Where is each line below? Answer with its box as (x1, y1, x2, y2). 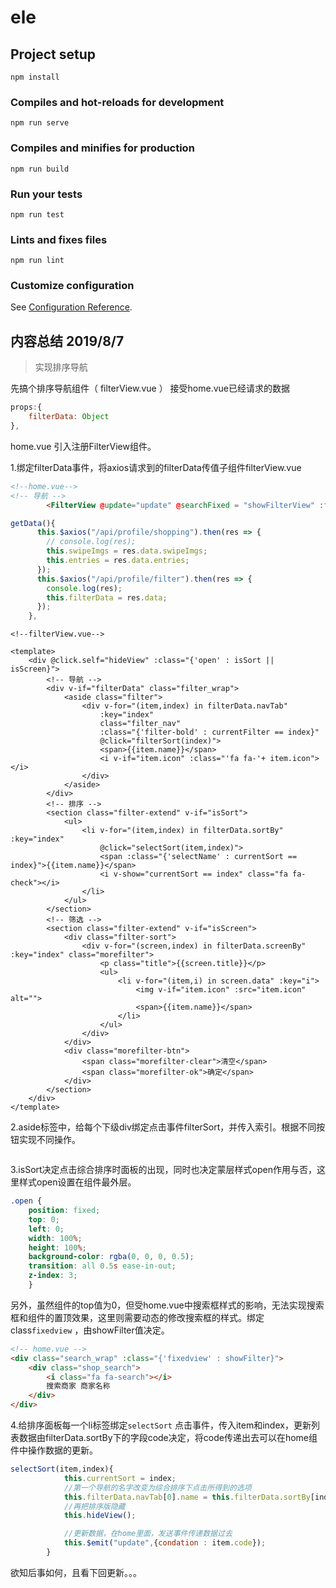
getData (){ (10, 518, 56, 528)
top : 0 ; (28, 1214, 60, 1225)
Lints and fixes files (10, 232, 108, 246)
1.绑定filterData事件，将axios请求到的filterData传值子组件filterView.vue (10, 461, 302, 473)
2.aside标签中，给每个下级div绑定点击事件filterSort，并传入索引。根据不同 (10, 1121, 317, 1133)
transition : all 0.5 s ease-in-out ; (28, 1261, 177, 1271)
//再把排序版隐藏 (63, 1501, 126, 1511)
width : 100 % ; (28, 1233, 83, 1243)
